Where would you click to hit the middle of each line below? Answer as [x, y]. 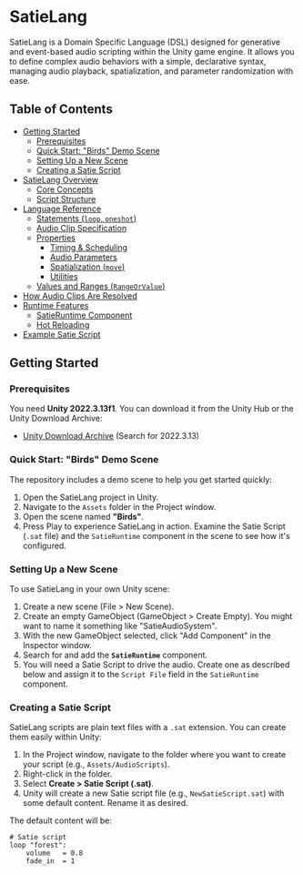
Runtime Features [56, 305]
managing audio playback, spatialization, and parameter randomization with [151, 71]
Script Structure [66, 198]
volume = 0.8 [55, 853]
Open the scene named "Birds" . [83, 516]
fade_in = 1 [50, 861]
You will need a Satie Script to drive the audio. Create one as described [156, 665]
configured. [44, 545]
